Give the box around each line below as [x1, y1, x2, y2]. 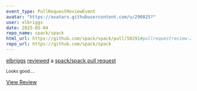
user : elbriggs [6, 19, 43, 25]
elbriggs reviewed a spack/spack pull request [6, 57, 116, 64]
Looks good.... [6, 68, 35, 74]
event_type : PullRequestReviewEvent [6, 8, 96, 15]
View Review [6, 78, 37, 85]
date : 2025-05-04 [6, 24, 49, 31]
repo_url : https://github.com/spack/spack [6, 41, 111, 47]
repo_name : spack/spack [6, 30, 64, 36]
